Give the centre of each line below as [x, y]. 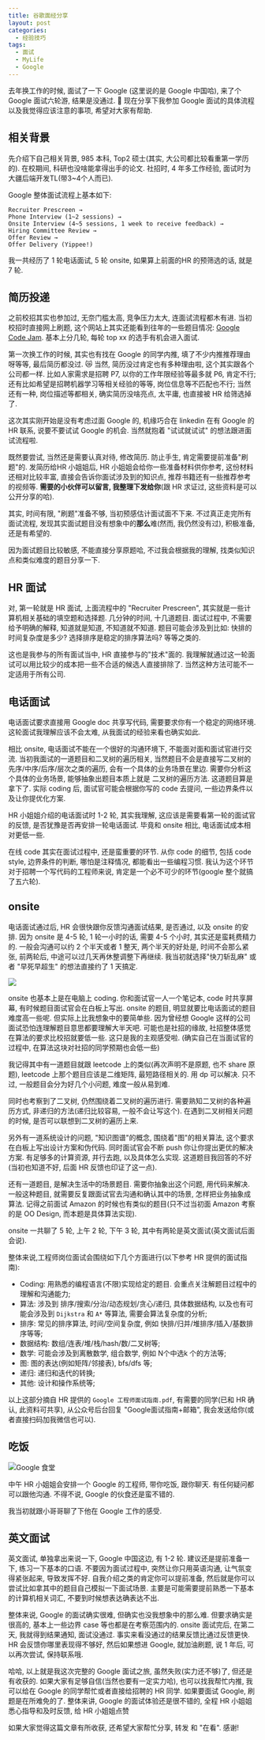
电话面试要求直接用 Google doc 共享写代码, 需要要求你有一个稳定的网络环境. [132, 722]
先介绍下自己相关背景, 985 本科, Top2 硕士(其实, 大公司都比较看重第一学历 [129, 158]
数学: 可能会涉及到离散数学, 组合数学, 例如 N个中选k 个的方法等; [123, 1353]
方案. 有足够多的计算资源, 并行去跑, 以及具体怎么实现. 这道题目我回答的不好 [130, 1157]
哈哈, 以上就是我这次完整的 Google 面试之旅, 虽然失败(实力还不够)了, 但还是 [131, 1671]
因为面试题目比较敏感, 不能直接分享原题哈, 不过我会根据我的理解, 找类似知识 [131, 550]
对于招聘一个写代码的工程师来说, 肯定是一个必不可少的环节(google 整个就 [127, 872]
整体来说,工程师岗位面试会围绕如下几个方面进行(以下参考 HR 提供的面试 [124, 1257]
